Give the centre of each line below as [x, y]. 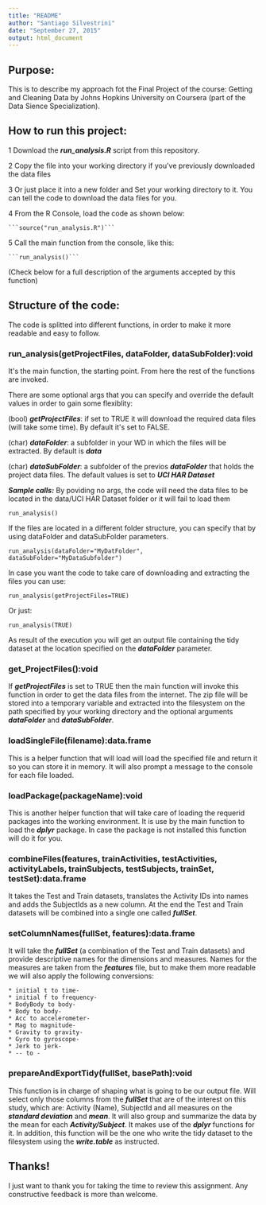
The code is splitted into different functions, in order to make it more [120, 325]
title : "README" [35, 16]
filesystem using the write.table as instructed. [84, 1141]
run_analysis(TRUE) [40, 625]
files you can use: [37, 581]
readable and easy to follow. [54, 333]
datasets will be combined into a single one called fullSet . [103, 913]
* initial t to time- [44, 991]
